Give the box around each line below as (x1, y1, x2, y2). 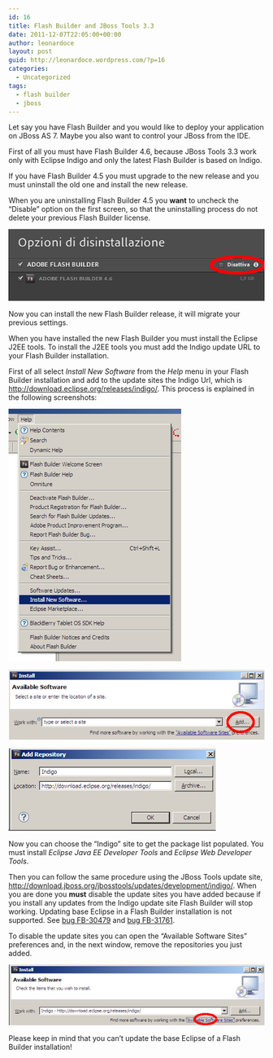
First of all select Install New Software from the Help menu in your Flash (8, 367, 249, 376)
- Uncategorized (15, 73, 71, 81)
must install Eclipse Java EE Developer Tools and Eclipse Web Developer (8, 848, 252, 858)
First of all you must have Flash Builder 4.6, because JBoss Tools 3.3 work (8, 147, 258, 156)
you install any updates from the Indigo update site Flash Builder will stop (8, 898, 253, 908)
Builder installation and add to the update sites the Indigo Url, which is (8, 375, 243, 385)
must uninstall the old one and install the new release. (8, 180, 188, 190)
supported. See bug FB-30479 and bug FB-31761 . (8, 915, 175, 925)
